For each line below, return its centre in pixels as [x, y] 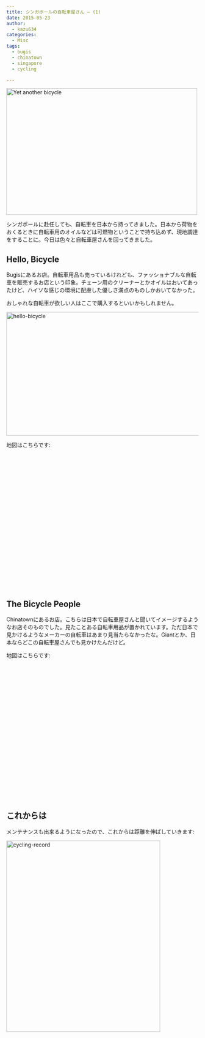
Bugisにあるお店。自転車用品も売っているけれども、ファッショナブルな [96, 275]
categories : [21, 35]
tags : [13, 47]
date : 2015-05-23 [28, 18]
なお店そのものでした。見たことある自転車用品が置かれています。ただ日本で [102, 627]
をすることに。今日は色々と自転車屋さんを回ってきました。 [81, 240]
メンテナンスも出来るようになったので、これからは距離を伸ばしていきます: [100, 831]
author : [16, 23]
